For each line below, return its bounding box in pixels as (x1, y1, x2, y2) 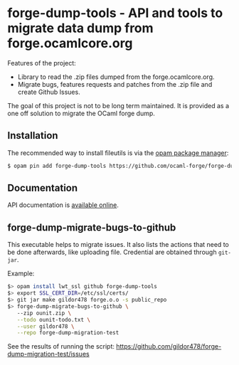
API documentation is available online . (7, 201, 119, 209)
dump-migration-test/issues (7, 350, 90, 359)
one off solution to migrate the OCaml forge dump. (7, 109, 155, 117)
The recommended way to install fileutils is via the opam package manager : (7, 148, 229, 157)
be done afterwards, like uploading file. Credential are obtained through (7, 248, 217, 257)
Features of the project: (7, 58, 76, 67)
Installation (7, 129, 58, 142)
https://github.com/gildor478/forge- (116, 342, 222, 351)
